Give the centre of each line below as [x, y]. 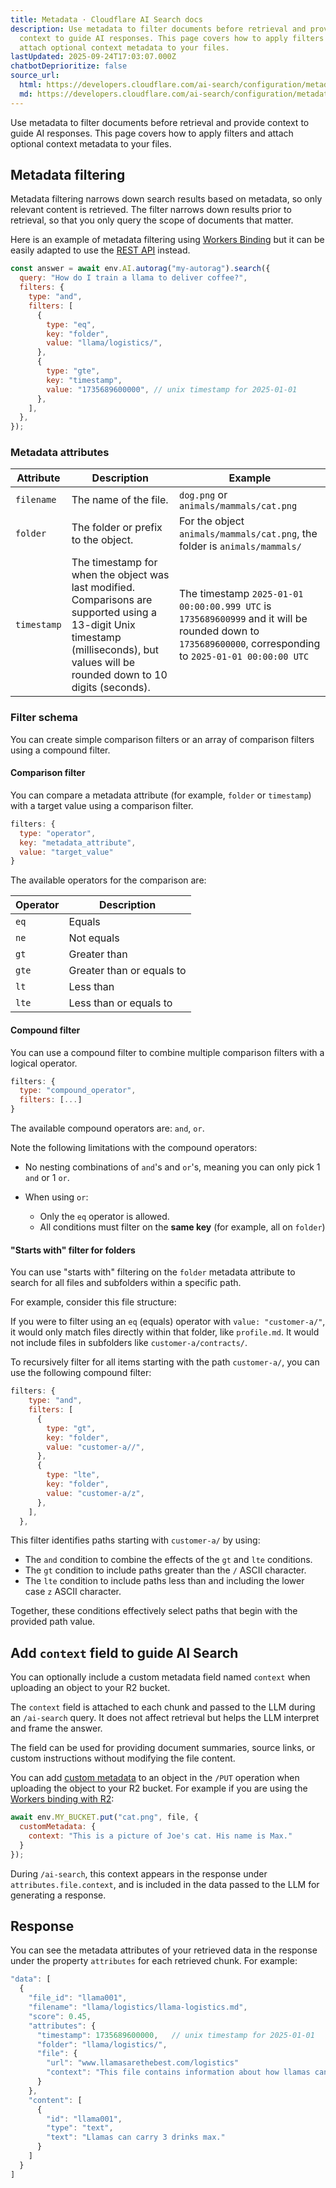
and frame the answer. [56, 1728]
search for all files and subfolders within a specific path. [126, 1283]
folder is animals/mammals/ [240, 546]
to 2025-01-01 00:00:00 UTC [244, 656]
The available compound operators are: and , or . [107, 1128]
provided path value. [53, 1622]
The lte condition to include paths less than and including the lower [164, 1581]
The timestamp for [114, 563]
